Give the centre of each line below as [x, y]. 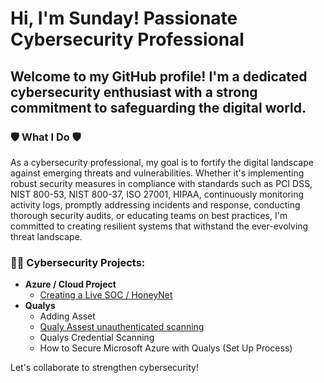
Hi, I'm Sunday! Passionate [124, 18]
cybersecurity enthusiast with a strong [134, 92]
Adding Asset [67, 316]
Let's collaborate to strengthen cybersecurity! [104, 368]
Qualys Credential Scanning [97, 338]
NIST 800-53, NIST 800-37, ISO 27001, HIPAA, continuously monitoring [157, 194]
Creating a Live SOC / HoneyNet [106, 295]
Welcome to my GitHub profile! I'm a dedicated [159, 76]
